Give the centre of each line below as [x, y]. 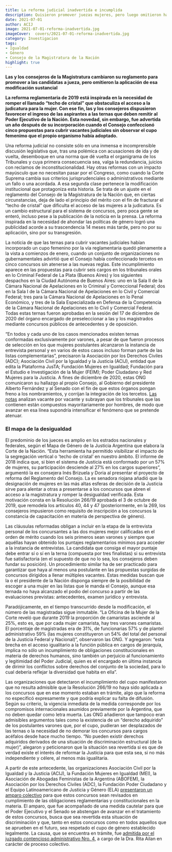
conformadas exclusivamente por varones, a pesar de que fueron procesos [85, 340]
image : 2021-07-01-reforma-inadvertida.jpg [52, 29]
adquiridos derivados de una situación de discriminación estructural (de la [84, 741]
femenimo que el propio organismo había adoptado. [61, 136]
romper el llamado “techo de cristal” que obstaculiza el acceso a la [78, 103]
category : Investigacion [32, 39]
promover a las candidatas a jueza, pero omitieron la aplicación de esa [81, 82]
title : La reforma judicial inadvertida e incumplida [64, 10]
